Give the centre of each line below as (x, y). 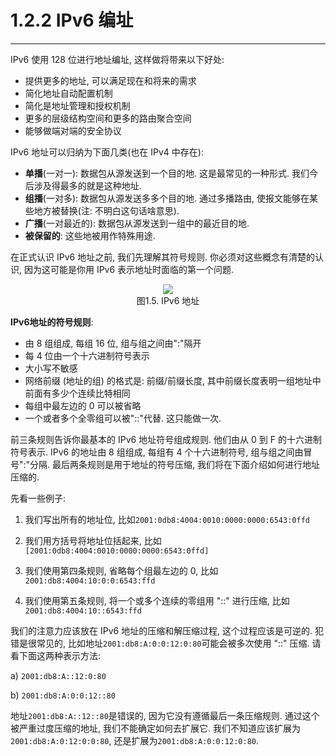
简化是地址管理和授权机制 (77, 105)
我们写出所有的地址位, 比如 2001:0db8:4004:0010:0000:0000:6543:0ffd (167, 519)
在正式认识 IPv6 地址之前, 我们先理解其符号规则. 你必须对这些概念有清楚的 (163, 257)
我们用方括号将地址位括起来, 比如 (93, 540)
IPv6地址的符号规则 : (52, 322)
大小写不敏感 (51, 368)
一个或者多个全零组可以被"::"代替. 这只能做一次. (123, 418)
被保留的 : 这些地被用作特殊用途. (90, 235)
